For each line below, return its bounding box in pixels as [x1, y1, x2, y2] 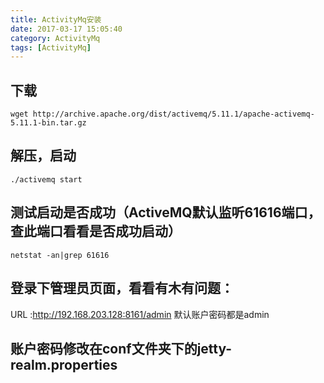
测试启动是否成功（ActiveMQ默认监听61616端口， [10, 204, 322, 221]
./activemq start [10, 174, 83, 185]
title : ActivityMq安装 [10, 14, 102, 25]
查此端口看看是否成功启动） [10, 223, 182, 240]
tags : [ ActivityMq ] [10, 42, 92, 53]
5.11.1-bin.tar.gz [10, 118, 87, 128]
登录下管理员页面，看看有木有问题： [10, 280, 234, 297]
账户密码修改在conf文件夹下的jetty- [10, 340, 233, 357]
